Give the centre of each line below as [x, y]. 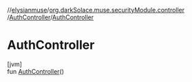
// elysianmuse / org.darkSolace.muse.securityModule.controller [96, 10]
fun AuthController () [35, 71]
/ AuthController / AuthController [51, 17]
